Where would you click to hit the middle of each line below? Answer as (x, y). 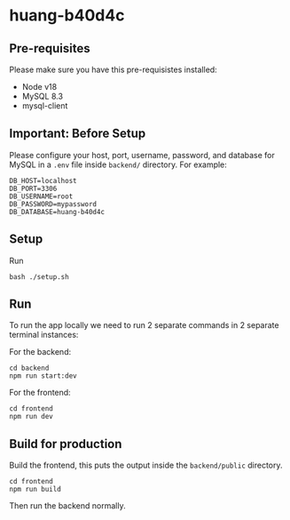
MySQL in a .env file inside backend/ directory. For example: (118, 164)
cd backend (29, 368)
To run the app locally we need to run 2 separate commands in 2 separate (144, 325)
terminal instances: (44, 335)
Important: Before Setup (78, 134)
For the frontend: (40, 393)
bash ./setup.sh (39, 276)
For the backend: (40, 352)
